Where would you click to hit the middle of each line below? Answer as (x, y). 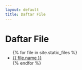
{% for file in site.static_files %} (45, 53)
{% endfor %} (27, 63)
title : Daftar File (25, 14)
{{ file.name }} (27, 58)
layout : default (22, 10)
